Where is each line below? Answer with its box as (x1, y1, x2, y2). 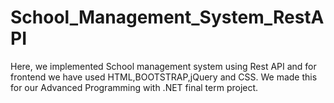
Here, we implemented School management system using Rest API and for (10, 60, 317, 72)
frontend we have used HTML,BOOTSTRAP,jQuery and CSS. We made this (10, 71, 318, 83)
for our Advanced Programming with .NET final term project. (10, 81, 259, 93)
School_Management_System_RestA (10, 6, 325, 29)
